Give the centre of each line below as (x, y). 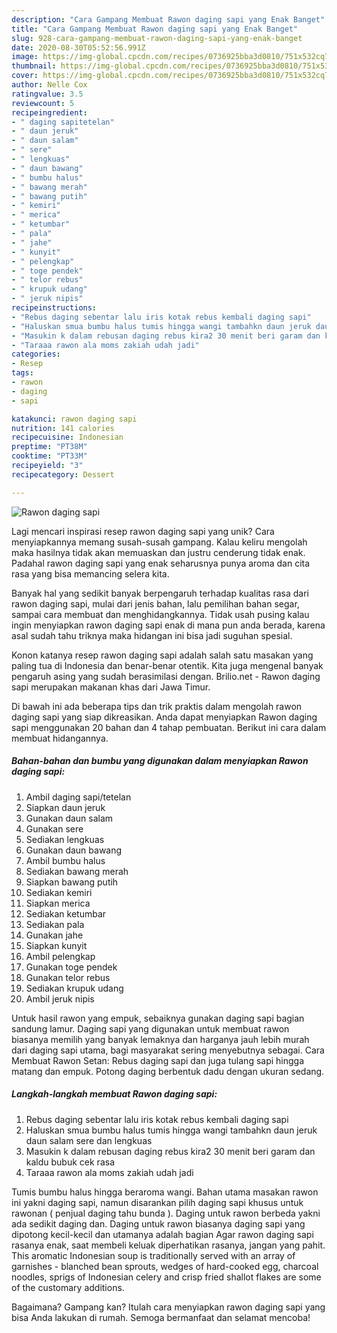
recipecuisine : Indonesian (67, 437)
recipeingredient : (49, 112)
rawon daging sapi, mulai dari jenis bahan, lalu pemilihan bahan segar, (155, 603)
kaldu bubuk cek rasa (70, 1162)
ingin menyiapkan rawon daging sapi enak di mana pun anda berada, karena (168, 625)
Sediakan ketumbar (66, 913)
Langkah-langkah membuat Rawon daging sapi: (114, 1094)
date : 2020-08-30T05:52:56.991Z (78, 47)
